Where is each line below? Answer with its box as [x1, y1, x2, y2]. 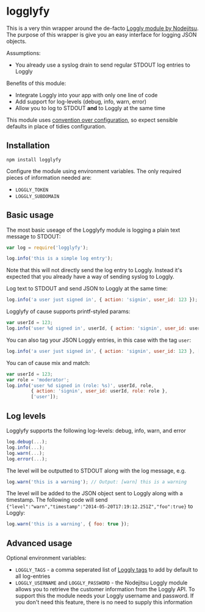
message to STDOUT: [6, 232, 61, 240]
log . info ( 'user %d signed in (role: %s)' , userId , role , [6, 382, 154, 389]
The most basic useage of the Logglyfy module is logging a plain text [6, 226, 181, 234]
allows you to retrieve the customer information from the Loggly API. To [15, 586, 195, 593]
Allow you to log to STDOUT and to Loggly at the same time [15, 104, 166, 111]
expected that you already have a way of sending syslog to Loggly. [6, 273, 175, 281]
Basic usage [6, 210, 54, 221]
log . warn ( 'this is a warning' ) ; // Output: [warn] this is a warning [6, 479, 187, 485]
